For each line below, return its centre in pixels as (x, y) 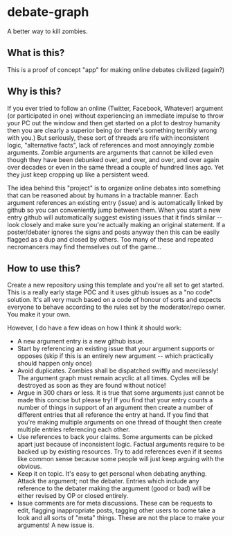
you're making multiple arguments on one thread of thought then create (119, 422)
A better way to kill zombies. (47, 31)
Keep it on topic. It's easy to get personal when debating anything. (112, 474)
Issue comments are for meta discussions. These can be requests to (115, 503)
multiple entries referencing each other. (73, 429)
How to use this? (44, 268)
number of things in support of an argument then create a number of (115, 408)
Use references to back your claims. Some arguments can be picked (115, 437)
